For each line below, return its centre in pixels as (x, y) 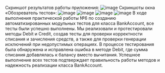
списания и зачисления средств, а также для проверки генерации (76, 39)
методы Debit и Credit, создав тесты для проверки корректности (74, 34)
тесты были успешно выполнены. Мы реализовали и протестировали (79, 29)
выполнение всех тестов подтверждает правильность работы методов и (82, 60)
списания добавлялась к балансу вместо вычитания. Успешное (73, 55)
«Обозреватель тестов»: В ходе (76, 13)
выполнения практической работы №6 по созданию (61, 18)
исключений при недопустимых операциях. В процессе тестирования (80, 44)
